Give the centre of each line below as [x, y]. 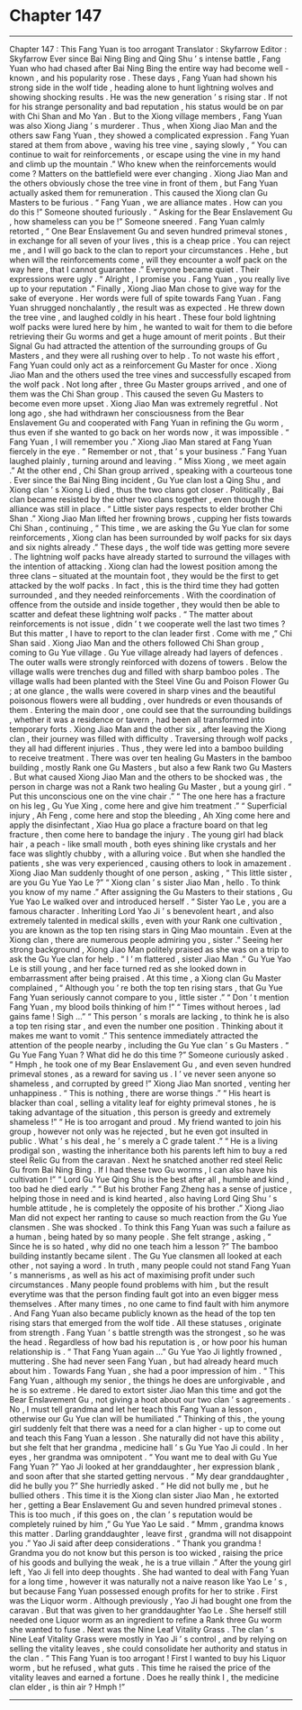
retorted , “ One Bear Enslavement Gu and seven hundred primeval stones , [148, 231]
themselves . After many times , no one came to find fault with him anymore [149, 1303]
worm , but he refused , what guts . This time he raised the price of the [140, 1668]
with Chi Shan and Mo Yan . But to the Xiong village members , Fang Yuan [146, 116]
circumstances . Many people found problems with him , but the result [139, 1285]
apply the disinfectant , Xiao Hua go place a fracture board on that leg [138, 825]
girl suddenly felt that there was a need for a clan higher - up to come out [145, 1428]
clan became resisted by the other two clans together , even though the [142, 499]
